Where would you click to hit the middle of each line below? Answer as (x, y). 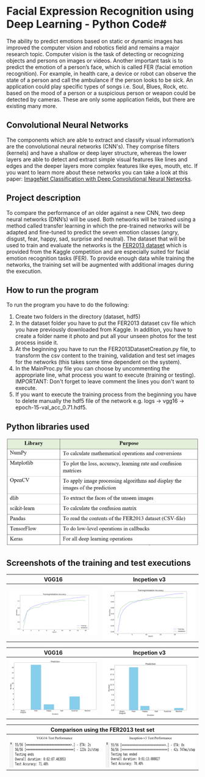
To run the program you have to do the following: (68, 305)
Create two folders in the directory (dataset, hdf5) (78, 317)
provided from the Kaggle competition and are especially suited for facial (98, 251)
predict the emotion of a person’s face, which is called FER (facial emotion (99, 67)
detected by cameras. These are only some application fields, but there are (101, 99)
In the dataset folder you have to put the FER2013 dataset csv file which (106, 323)
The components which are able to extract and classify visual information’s (100, 140)
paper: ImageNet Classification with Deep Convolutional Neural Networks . (99, 179)
